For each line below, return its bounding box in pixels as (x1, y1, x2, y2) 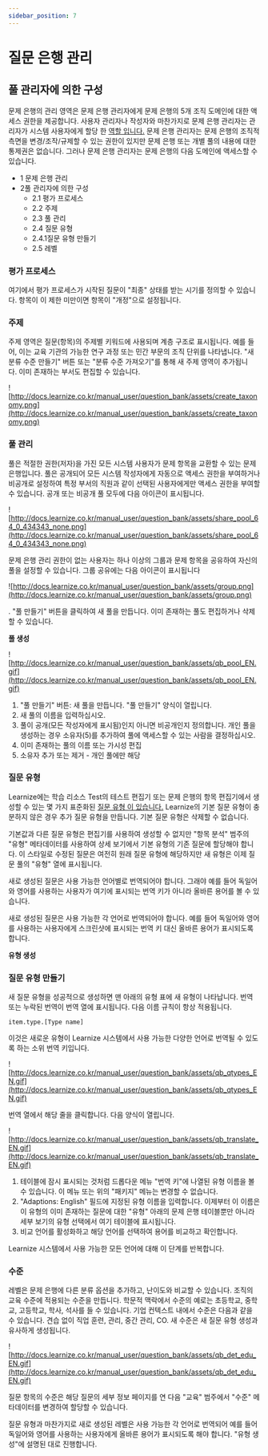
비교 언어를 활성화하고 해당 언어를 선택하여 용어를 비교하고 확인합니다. (19, 1227, 238, 1236)
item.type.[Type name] (8, 1018, 84, 1027)
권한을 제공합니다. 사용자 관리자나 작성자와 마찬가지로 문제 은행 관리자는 (22, 116, 248, 125)
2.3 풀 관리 (31, 213, 66, 223)
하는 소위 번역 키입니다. (16, 1044, 90, 1053)
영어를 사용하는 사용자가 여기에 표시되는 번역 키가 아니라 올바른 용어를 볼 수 (16, 886, 252, 895)
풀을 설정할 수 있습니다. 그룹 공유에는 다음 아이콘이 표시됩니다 (8, 565, 201, 574)
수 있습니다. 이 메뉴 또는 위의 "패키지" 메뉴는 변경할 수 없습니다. (19, 1186, 218, 1196)
